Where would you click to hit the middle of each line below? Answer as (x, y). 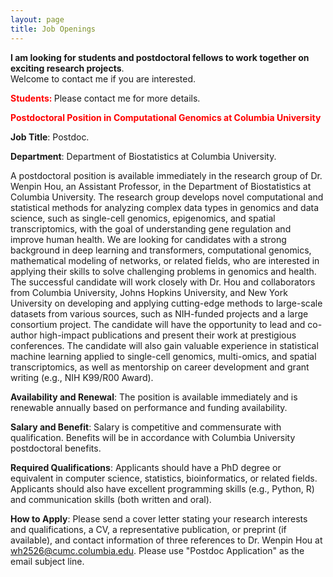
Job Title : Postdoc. (50, 137)
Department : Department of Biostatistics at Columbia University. (143, 156)
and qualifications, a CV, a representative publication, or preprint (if (148, 529)
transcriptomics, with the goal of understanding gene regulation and (151, 228)
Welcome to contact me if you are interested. (103, 78)
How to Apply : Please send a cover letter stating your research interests (159, 518)
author (24, 335)
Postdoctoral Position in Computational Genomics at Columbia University (166, 117)
